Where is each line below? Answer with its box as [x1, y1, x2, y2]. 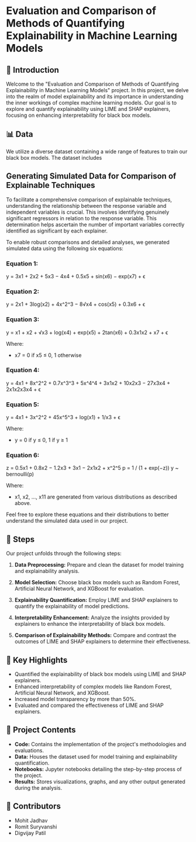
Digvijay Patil [14, 829, 46, 836]
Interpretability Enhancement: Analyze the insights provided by [14, 614, 170, 621]
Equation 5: [6, 400, 40, 409]
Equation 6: [6, 451, 40, 459]
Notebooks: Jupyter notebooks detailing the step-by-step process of [14, 765, 183, 773]
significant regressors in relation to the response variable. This [6, 214, 157, 221]
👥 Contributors [6, 801, 61, 811]
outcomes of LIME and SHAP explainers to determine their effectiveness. [14, 638, 191, 645]
